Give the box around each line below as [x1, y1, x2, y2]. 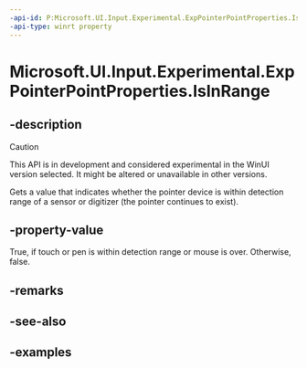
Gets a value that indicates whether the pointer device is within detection [9, 186, 284, 197]
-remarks [9, 282, 64, 298]
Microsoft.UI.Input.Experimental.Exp [9, 61, 295, 82]
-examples [9, 344, 72, 361]
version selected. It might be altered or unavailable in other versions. [9, 168, 268, 179]
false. [9, 257, 30, 268]
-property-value [9, 222, 104, 237]
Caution [9, 141, 39, 152]
